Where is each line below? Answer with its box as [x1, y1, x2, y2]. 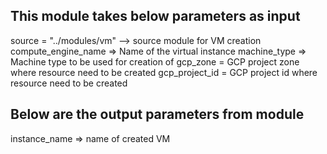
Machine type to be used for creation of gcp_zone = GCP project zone [10, 55, 300, 68]
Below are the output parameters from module [10, 106, 305, 123]
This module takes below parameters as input [10, 8, 301, 25]
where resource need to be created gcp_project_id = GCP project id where [10, 66, 318, 78]
